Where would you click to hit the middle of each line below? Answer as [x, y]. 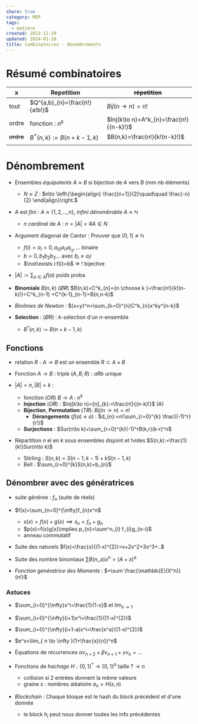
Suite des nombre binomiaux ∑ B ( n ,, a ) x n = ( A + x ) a [75, 559]
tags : [13, 22]
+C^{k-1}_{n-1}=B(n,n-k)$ [82, 294]
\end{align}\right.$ [55, 200]
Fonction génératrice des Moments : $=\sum [69, 570]
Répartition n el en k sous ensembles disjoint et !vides [80, 440]
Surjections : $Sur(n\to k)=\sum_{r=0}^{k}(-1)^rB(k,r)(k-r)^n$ [98, 429]
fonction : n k [47, 123]
